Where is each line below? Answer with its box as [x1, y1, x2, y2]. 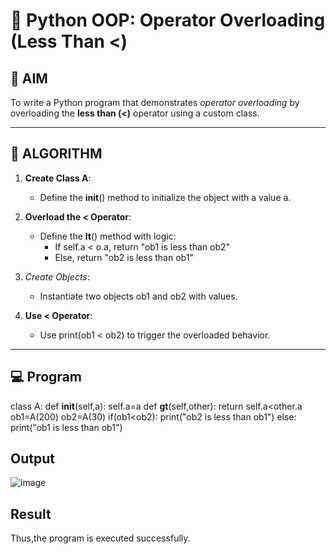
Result [10, 505, 52, 523]
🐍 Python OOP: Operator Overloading [10, 9, 326, 32]
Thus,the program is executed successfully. [10, 532, 191, 544]
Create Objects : [24, 270, 90, 283]
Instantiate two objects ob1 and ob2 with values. [39, 290, 238, 302]
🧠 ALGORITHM [10, 145, 103, 163]
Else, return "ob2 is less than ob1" [54, 251, 194, 263]
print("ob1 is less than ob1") [10, 421, 123, 433]
